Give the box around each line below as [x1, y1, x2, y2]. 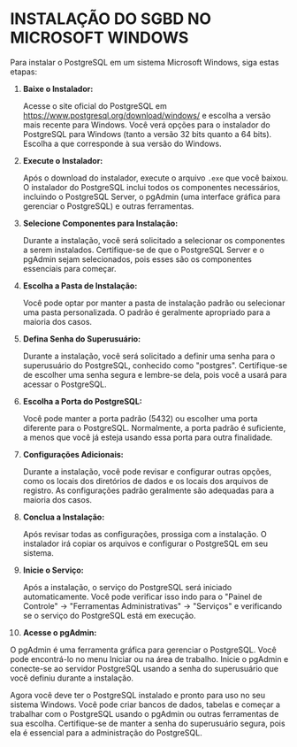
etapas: [10, 66, 38, 77]
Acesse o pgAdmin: [22, 627, 97, 637]
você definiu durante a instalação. [10, 673, 134, 683]
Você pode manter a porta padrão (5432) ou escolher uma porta [22, 412, 258, 424]
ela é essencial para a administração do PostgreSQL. [10, 727, 202, 738]
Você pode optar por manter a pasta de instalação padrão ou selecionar [22, 297, 286, 308]
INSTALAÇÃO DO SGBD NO [10, 9, 211, 29]
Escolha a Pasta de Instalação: [22, 280, 138, 291]
